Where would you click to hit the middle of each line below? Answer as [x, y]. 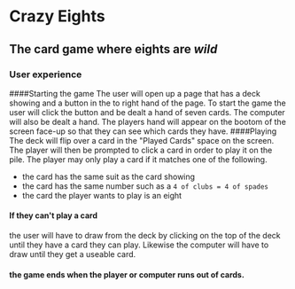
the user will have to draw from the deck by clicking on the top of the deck [145, 236]
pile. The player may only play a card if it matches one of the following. [138, 159]
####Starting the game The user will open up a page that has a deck [135, 93]
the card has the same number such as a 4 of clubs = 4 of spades [145, 186]
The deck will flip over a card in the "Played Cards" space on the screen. [142, 140]
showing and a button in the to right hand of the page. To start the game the [147, 103]
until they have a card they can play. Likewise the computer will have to [139, 245]
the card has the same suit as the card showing [109, 176]
